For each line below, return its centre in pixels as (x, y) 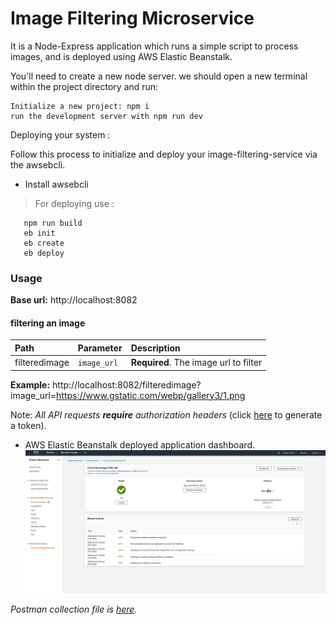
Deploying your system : (60, 134)
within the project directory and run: (84, 86)
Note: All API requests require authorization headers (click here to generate (166, 414)
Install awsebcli (56, 184)
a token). (28, 425)
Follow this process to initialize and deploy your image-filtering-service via (164, 154)
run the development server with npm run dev (106, 116)
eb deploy (44, 253)
